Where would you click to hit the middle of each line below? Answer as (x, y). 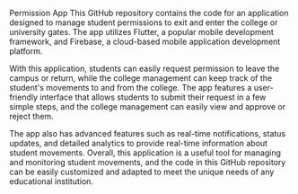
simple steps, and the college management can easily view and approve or (148, 106)
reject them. (31, 116)
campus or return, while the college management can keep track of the (140, 78)
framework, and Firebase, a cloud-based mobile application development (145, 41)
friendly (24, 97)
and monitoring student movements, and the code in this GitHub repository (148, 162)
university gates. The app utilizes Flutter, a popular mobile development (141, 32)
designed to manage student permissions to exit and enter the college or (144, 22)
